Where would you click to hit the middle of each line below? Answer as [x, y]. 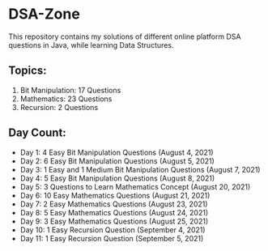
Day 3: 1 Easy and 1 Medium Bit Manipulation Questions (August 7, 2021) [140, 169]
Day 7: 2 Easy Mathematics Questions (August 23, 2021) [114, 204]
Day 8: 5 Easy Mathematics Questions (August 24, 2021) [114, 212]
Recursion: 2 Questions [59, 107]
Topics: [28, 71]
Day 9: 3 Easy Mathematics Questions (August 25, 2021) [114, 221]
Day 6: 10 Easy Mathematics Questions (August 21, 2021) [115, 195]
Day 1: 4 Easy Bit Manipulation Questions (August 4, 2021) [117, 152]
